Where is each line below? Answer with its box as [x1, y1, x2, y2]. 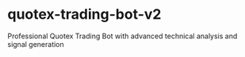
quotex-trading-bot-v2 [7, 5, 162, 23]
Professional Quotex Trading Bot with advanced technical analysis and [7, 31, 238, 41]
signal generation [7, 39, 64, 48]
